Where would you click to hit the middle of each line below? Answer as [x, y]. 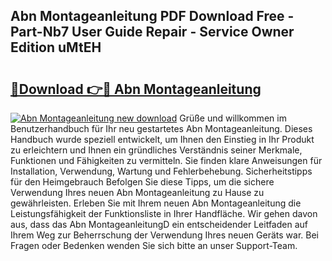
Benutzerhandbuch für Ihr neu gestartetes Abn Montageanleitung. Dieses [161, 128]
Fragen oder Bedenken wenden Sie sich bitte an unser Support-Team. [154, 245]
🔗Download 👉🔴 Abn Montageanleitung [136, 89]
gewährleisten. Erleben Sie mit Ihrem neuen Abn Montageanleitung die [156, 203]
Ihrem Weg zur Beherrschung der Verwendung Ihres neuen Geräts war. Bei [164, 235]
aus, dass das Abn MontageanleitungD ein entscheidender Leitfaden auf [159, 224]
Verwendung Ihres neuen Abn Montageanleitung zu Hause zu [137, 192]
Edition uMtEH [56, 47]
